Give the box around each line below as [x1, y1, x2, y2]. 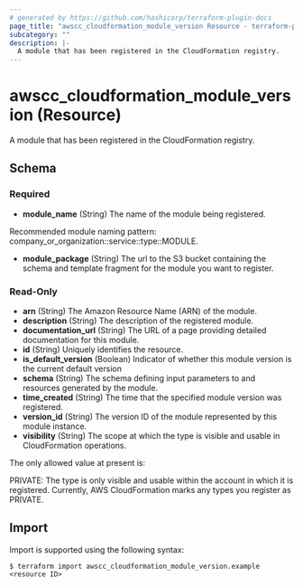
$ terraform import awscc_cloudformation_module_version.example [9, 562, 260, 571]
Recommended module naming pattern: [9, 226, 157, 237]
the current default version [22, 363, 122, 375]
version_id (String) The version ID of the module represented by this [22, 412, 278, 423]
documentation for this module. [22, 335, 140, 346]
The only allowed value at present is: [9, 458, 146, 469]
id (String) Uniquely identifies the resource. [22, 344, 183, 355]
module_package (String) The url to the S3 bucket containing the [22, 253, 266, 264]
